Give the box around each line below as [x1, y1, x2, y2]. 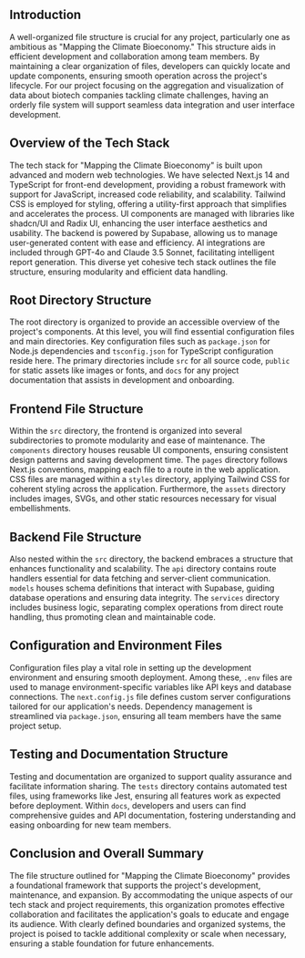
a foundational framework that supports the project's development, [9, 880, 261, 891]
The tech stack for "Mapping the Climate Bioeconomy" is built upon [9, 160, 263, 170]
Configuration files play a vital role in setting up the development [9, 662, 252, 673]
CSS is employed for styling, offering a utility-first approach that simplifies [9, 198, 287, 209]
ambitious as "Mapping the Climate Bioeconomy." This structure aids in [9, 41, 276, 52]
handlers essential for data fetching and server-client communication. [9, 573, 271, 584]
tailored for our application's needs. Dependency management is [9, 701, 253, 712]
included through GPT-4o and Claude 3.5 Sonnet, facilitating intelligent [9, 246, 275, 258]
